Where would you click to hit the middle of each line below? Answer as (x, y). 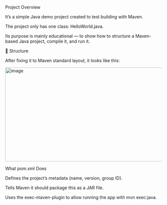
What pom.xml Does (26, 169)
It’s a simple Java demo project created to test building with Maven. (74, 17)
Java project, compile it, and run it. (55, 41)
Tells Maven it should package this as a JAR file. (54, 188)
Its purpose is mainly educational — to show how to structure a (70, 36)
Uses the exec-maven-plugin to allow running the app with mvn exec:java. (81, 197)
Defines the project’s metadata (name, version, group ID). (64, 178)
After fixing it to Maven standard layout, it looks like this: (63, 61)
